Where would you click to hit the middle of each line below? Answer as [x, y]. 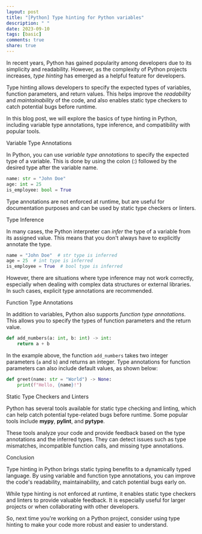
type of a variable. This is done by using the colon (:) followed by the [91, 161]
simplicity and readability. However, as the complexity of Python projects [96, 69]
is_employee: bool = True [39, 190]
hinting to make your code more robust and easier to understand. [87, 524]
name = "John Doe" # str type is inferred [62, 255]
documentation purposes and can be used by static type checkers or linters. [101, 208]
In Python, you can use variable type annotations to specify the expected [97, 154]
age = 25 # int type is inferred [50, 261]
